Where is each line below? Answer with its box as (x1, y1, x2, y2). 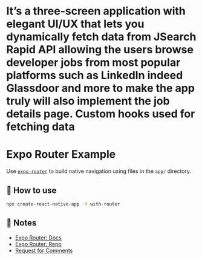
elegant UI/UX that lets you (6, 17, 145, 31)
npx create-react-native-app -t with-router (6, 201, 120, 207)
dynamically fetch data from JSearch (6, 30, 197, 44)
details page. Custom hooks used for (6, 107, 195, 121)
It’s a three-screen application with (6, 4, 186, 18)
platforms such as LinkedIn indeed (6, 68, 183, 82)
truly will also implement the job (6, 94, 171, 108)
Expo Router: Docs (15, 234, 62, 241)
